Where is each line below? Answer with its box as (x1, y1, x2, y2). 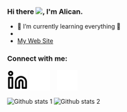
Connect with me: (7, 54, 68, 64)
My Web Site (16, 37, 54, 45)
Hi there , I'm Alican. (7, 7, 84, 16)
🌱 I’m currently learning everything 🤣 (16, 23, 122, 31)
